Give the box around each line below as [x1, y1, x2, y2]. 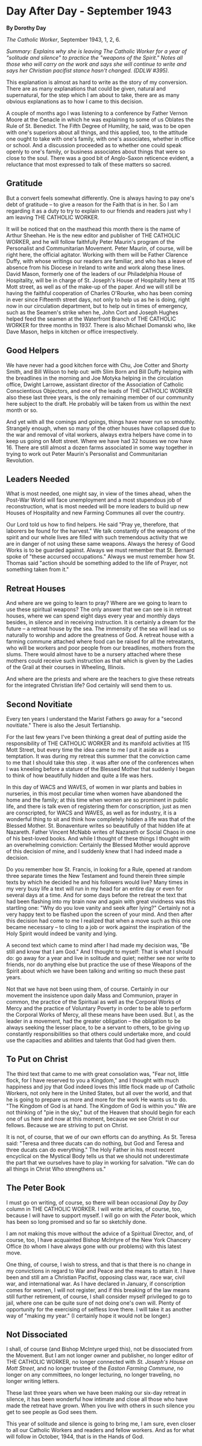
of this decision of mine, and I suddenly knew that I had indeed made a [6, 848, 182, 855]
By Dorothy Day [6, 24, 46, 31]
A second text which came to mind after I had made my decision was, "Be [6, 942, 190, 949]
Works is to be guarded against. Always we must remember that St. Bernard [6, 546, 195, 554]
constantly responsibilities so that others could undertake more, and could [6, 1031, 191, 1037]
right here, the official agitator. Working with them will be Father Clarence [6, 251, 188, 258]
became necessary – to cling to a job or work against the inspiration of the [6, 924, 191, 930]
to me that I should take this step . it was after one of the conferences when [6, 759, 194, 766]
